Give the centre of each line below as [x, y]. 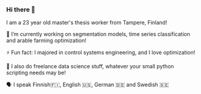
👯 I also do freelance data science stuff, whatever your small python [90, 66]
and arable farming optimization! [46, 41]
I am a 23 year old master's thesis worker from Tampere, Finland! [87, 23]
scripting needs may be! [36, 73]
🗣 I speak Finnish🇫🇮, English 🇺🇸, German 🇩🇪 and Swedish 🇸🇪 [88, 85]
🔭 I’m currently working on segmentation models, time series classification [98, 34]
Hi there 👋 [21, 10]
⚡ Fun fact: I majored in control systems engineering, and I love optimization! [101, 53]
